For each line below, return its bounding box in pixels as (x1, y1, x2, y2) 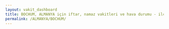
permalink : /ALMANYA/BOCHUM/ (5, 16, 66, 21)
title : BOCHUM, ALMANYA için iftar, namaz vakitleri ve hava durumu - (5, 12, 156, 17)
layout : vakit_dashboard (5, 7, 57, 12)
